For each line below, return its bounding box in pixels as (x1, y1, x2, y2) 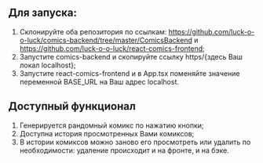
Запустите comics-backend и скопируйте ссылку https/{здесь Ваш (19, 52, 243, 61)
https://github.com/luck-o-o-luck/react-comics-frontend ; (19, 43, 206, 53)
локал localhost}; (19, 60, 76, 70)
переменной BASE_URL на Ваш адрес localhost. (19, 77, 179, 86)
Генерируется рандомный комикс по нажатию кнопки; (19, 121, 204, 130)
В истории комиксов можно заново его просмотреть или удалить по (19, 137, 251, 147)
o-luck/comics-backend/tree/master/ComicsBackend (19, 35, 192, 45)
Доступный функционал (8, 100, 136, 113)
